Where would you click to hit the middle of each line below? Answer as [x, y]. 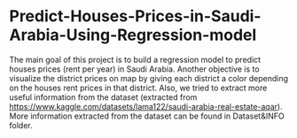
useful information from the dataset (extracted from [103, 97]
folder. [21, 125]
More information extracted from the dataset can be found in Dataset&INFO [147, 116]
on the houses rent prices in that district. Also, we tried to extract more [138, 88]
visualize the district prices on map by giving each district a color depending [148, 78]
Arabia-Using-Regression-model [133, 35]
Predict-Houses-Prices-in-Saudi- [135, 16]
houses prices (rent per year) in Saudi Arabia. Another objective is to [134, 69]
